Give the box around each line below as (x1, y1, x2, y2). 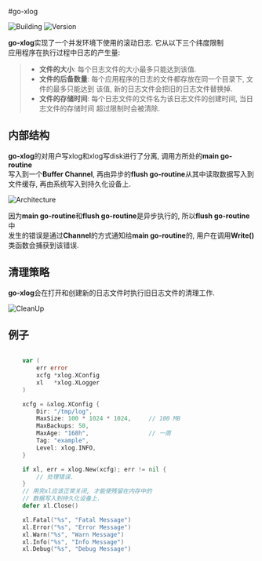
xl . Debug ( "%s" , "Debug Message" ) (22, 545, 132, 553)
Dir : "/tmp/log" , (36, 407, 93, 415)
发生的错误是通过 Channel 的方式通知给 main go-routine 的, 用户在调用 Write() (8, 231, 255, 240)
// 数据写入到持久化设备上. (22, 494, 101, 503)
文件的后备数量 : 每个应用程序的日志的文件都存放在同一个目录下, (38, 75, 245, 83)
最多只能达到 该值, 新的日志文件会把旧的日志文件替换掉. (53, 84, 233, 93)
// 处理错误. (36, 472, 75, 481)
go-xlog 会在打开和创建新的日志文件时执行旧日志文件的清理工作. (8, 288, 216, 297)
